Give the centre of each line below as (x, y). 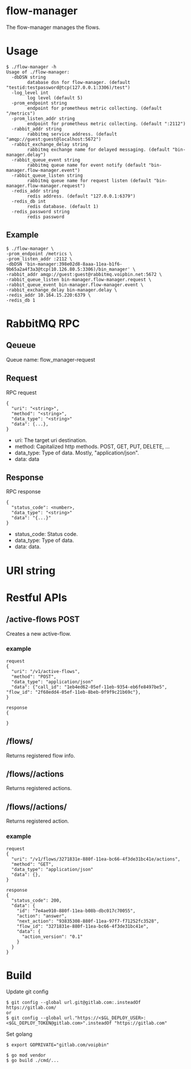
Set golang (19, 1034)
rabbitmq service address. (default (72, 134)
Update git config (27, 992)
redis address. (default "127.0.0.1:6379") (81, 196)
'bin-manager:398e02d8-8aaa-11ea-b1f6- (73, 264)
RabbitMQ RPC (43, 324)
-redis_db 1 (21, 300)
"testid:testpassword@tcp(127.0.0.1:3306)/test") (68, 87)
